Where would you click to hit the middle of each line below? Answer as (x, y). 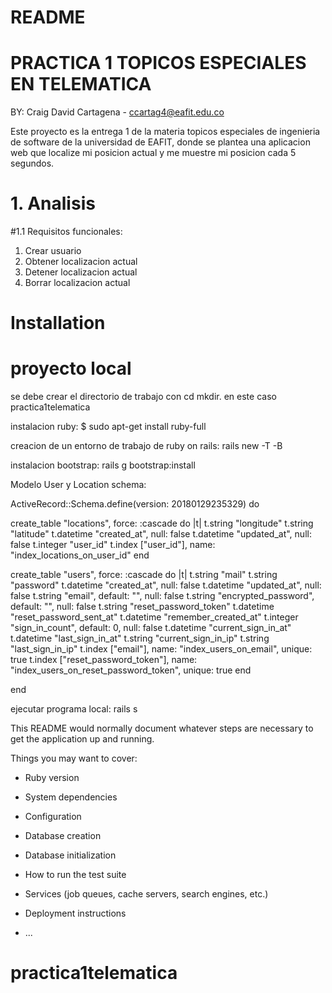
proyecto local (71, 368)
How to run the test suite (75, 875)
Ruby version (52, 778)
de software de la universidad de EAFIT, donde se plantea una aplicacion (160, 142)
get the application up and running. (82, 739)
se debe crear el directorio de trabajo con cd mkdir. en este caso (143, 397)
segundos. (32, 163)
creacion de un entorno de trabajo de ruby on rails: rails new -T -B (146, 446)
